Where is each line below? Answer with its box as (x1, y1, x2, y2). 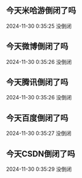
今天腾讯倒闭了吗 (6, 77, 68, 88)
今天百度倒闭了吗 (6, 113, 68, 123)
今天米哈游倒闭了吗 (6, 5, 76, 16)
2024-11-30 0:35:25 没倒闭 (6, 22, 72, 30)
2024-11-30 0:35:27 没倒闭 (6, 130, 72, 137)
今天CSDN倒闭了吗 (6, 148, 76, 158)
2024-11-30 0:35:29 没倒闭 (6, 166, 72, 173)
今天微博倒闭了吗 (6, 41, 68, 51)
